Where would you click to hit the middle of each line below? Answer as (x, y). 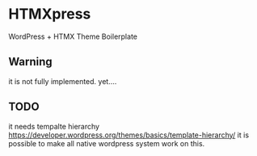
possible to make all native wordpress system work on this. (107, 143)
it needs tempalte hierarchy (54, 126)
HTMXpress (50, 14)
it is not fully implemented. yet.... (63, 81)
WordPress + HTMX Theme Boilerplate (73, 36)
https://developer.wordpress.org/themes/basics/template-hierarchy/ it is (128, 135)
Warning (30, 62)
